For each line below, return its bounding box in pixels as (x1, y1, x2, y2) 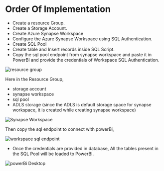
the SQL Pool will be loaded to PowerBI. (12, 151, 94, 157)
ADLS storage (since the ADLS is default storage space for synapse (12, 101, 152, 107)
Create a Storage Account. (12, 25, 67, 31)
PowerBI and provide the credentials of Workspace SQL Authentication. (12, 57, 160, 63)
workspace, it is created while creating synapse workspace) (12, 107, 136, 113)
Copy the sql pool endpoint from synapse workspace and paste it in (12, 51, 152, 58)
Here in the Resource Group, (5, 76, 64, 82)
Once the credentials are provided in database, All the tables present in (12, 145, 159, 151)
